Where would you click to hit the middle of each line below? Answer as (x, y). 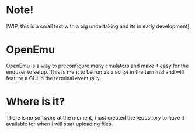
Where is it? (36, 102)
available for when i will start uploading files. (60, 124)
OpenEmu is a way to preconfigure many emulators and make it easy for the (97, 66)
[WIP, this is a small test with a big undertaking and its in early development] (98, 26)
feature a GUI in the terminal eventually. (53, 78)
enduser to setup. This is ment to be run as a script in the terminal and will (95, 72)
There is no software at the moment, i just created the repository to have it (95, 117)
